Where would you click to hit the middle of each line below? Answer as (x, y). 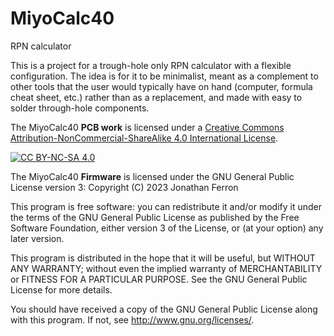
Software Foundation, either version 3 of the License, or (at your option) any (167, 228)
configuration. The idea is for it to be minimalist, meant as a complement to (164, 76)
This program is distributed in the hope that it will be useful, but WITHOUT (163, 258)
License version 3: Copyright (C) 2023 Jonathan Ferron (124, 187)
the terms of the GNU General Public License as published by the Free (155, 217)
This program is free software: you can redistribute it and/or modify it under (166, 206)
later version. (37, 238)
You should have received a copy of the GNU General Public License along (164, 309)
